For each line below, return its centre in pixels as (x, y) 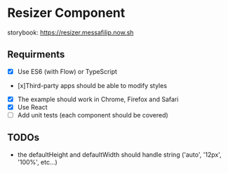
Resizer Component (66, 13)
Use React (32, 107)
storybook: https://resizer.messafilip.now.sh (71, 32)
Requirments (36, 55)
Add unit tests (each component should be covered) (93, 115)
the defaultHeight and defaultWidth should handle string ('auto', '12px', (120, 154)
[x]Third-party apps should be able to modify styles (92, 85)
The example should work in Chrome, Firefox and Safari (98, 99)
